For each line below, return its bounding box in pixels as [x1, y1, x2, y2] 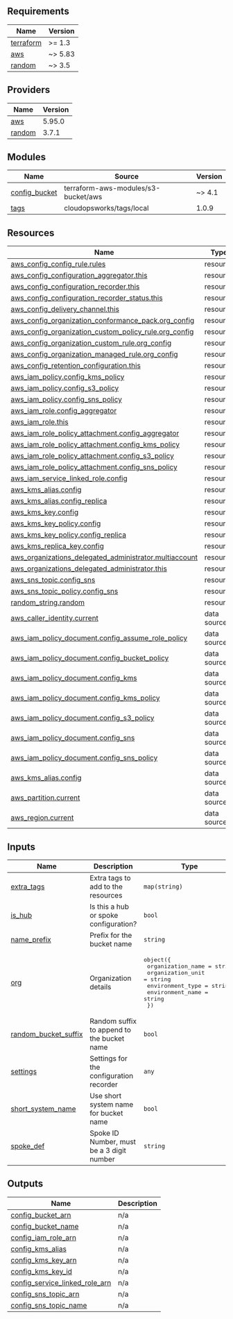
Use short [89, 1091, 122, 1101]
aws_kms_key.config [10, 507, 78, 517]
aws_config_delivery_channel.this [10, 305, 120, 314]
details [89, 982, 112, 992]
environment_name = [146, 989, 209, 996]
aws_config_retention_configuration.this [10, 361, 141, 371]
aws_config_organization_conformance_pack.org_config [10, 316, 195, 326]
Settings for [89, 1054, 128, 1064]
